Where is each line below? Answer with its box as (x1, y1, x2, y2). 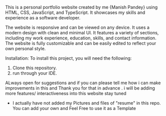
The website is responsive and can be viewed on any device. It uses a (5, 24, 149, 30)
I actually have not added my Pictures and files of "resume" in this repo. (12, 100, 161, 106)
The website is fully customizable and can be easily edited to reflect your (5, 40, 156, 46)
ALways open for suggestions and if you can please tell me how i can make (5, 80, 161, 86)
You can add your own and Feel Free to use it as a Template (12, 106, 136, 111)
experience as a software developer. (5, 15, 81, 20)
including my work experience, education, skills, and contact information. (5, 35, 156, 41)
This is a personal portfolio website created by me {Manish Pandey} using (5, 4, 158, 10)
